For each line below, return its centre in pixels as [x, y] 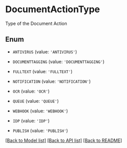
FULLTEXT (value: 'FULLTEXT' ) [43, 71]
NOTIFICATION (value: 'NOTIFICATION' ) [52, 81]
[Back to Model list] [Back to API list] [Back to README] [64, 140]
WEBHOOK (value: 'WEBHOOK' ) [40, 111]
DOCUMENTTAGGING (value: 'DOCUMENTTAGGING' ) [58, 62]
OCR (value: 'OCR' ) [31, 91]
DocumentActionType [53, 9]
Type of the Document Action [36, 23]
